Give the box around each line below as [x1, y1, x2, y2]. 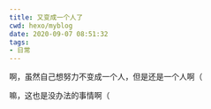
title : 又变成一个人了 [9, 12, 84, 22]
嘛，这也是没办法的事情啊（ [9, 90, 110, 101]
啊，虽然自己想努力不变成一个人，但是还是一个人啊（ [9, 72, 203, 82]
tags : [9, 37, 29, 47]
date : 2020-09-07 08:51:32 [9, 29, 109, 38]
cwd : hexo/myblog [9, 21, 73, 30]
